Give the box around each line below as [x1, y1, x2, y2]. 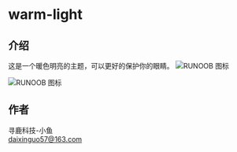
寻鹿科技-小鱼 [8, 125, 54, 135]
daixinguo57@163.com [8, 134, 83, 143]
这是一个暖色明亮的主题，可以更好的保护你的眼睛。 [8, 61, 174, 70]
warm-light [8, 6, 83, 24]
